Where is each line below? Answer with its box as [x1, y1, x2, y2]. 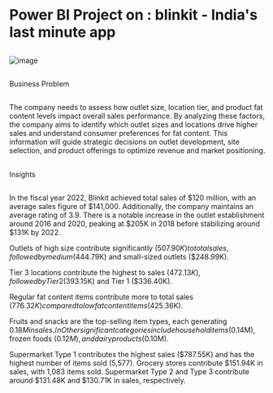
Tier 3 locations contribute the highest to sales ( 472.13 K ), [9, 268, 201, 277]
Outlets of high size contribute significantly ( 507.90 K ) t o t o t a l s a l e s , [9, 243, 229, 253]
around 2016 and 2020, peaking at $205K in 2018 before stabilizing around [9, 219, 261, 229]
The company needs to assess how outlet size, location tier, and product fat [9, 103, 263, 112]
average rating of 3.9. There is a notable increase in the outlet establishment [9, 210, 265, 221]
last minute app [9, 23, 116, 41]
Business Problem [9, 79, 70, 89]
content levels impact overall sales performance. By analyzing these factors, [9, 111, 265, 121]
